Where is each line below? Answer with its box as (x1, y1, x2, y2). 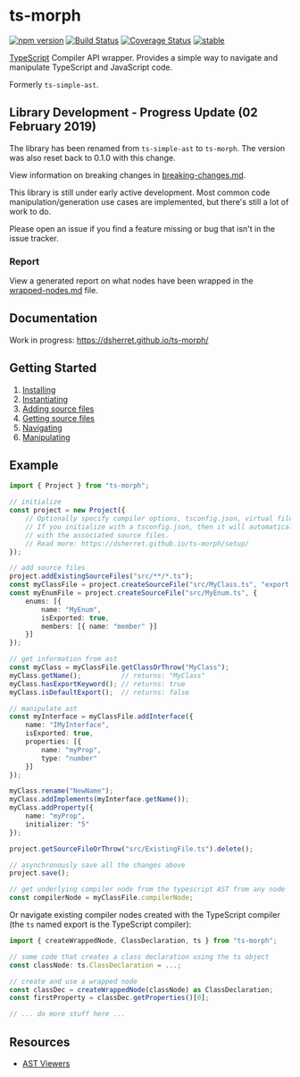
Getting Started (9, 360, 97, 376)
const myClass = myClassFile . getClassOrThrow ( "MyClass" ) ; (9, 663, 229, 672)
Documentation (9, 310, 98, 326)
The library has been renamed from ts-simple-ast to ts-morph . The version (9, 142, 286, 153)
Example (9, 458, 59, 473)
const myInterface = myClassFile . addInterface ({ (9, 712, 194, 721)
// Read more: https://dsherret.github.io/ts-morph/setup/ (25, 538, 250, 548)
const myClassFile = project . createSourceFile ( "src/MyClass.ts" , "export (9, 581, 290, 589)
